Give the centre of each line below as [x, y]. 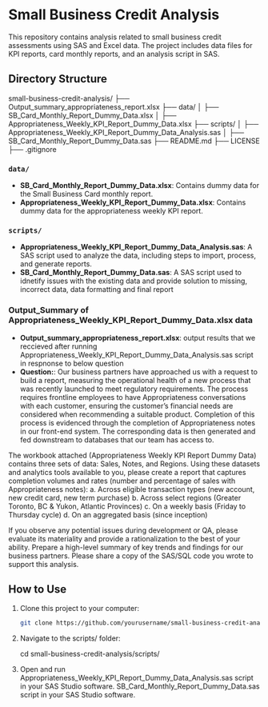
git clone [36, 623]
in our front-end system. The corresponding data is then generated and [138, 431]
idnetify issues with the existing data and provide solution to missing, [134, 281]
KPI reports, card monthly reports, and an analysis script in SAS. [114, 54]
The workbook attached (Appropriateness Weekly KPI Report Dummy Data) [132, 455]
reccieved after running [58, 346]
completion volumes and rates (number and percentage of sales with [122, 481]
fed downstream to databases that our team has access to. [117, 439]
